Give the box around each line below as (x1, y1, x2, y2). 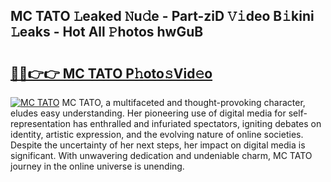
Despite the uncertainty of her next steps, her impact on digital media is (10, 139, 306, 151)
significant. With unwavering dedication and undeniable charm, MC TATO (10, 150, 313, 161)
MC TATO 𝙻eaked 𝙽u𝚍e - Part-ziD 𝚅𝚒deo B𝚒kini (10, 8, 315, 25)
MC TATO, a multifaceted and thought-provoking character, (61, 97, 306, 108)
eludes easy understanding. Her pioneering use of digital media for (10, 107, 287, 119)
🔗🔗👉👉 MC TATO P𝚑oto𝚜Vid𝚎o (10, 65, 213, 82)
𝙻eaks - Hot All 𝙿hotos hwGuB (10, 24, 204, 41)
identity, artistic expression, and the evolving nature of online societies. (10, 129, 304, 140)
